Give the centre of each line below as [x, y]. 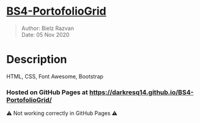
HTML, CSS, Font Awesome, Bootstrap [55, 76]
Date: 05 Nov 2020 [45, 34]
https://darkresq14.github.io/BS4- [141, 92]
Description [37, 60]
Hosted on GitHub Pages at [47, 92]
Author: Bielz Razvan [48, 28]
